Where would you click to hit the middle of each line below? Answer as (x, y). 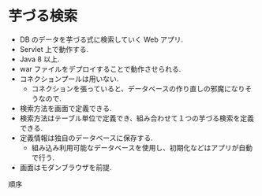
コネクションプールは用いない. (69, 79)
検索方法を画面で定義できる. (65, 108)
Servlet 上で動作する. (54, 49)
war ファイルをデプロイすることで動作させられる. (100, 68)
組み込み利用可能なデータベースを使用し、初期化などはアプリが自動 (142, 147)
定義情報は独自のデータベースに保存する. (86, 138)
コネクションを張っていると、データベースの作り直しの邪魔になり (138, 88)
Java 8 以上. (39, 59)
